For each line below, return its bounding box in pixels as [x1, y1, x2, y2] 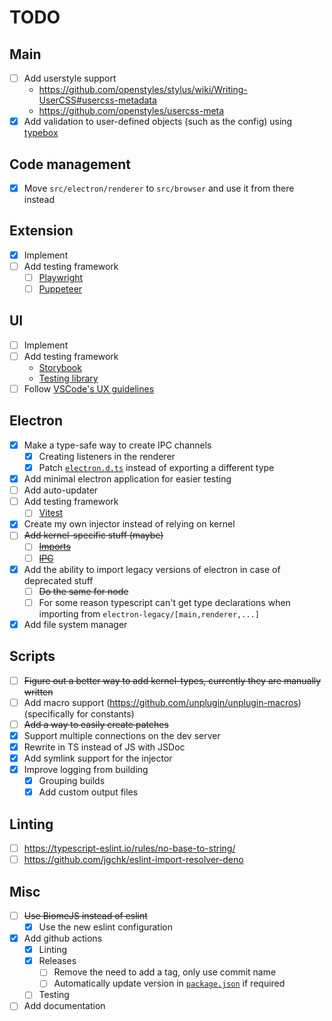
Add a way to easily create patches [23, 718, 169, 730]
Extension [9, 222, 74, 240]
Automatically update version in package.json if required [53, 977, 286, 990]
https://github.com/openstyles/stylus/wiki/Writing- [38, 84, 248, 96]
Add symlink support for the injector [23, 752, 173, 764]
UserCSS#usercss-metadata [38, 94, 157, 106]
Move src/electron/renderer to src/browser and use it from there [23, 182, 295, 194]
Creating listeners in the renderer [38, 450, 176, 462]
